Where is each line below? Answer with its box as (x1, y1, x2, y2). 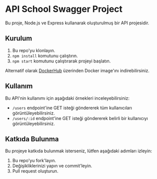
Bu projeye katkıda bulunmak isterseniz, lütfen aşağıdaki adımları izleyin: (5, 148, 152, 154)
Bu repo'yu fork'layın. (12, 158, 56, 164)
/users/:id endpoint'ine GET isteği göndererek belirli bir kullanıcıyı (12, 115, 148, 121)
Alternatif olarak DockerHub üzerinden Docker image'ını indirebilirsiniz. (5, 67, 150, 73)
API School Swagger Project (5, 3, 122, 15)
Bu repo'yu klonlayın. (12, 47, 55, 53)
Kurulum (5, 34, 33, 43)
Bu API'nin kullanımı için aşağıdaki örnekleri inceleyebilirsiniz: (5, 95, 130, 101)
